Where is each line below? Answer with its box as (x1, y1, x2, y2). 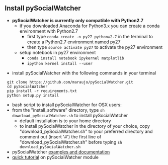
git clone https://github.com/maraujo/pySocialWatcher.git (7, 79, 134, 85)
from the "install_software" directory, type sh (12, 107, 105, 113)
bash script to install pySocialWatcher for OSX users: (12, 102, 122, 108)
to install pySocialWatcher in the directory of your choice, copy (19, 123, 150, 129)
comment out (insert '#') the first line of (19, 133, 102, 140)
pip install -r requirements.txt (7, 88, 77, 94)
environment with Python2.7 (19, 28, 78, 34)
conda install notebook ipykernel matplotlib (27, 55, 124, 61)
